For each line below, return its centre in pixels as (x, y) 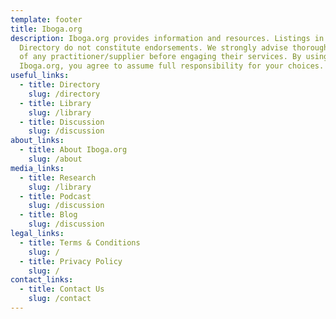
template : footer (46, 19)
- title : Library (55, 103)
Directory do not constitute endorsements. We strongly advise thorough (174, 47)
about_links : (37, 141)
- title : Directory (60, 85)
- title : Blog (48, 215)
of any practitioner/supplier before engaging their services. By (160, 57)
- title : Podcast (55, 196)
